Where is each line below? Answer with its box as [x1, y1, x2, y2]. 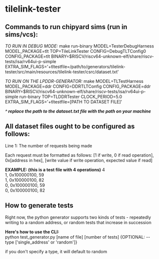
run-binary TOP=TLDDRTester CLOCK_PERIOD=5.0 [19, 94, 123, 99]
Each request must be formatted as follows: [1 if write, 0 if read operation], [5, 152, 154, 158]
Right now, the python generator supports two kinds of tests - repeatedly [5, 214, 151, 220]
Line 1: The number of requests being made [5, 143, 92, 148]
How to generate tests [5, 201, 74, 210]
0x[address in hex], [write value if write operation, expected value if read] [5, 157, 153, 163]
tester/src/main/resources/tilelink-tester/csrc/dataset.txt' [5, 69, 119, 75]
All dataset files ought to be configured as [5, 122, 135, 130]
